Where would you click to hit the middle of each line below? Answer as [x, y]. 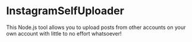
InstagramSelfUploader [65, 11]
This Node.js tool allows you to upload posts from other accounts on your [96, 27]
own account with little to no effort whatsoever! [64, 33]
